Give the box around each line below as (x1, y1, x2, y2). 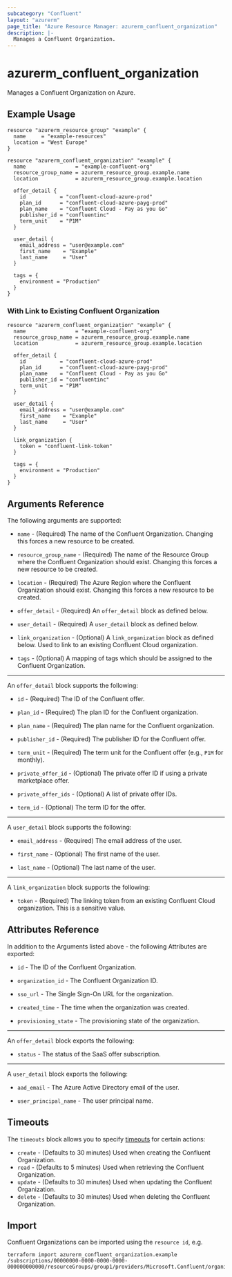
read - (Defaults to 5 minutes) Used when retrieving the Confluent (17, 1163, 204, 1171)
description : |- (7, 29, 54, 37)
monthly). (17, 755, 45, 764)
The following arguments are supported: (7, 516, 122, 524)
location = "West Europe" (13, 139, 88, 146)
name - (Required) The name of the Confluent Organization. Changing (17, 530, 213, 538)
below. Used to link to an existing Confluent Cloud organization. (17, 640, 198, 649)
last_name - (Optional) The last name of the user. (17, 863, 156, 871)
